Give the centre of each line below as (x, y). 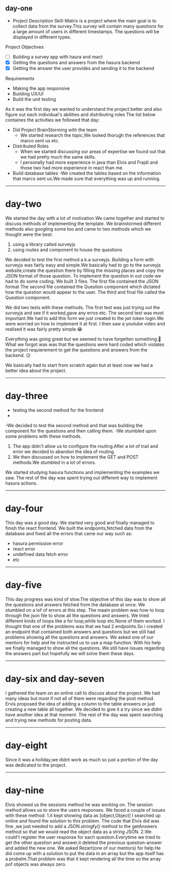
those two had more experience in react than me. (72, 168)
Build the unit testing (34, 99)
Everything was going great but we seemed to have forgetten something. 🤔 (83, 339)
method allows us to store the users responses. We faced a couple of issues (85, 810)
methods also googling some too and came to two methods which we (78, 229)
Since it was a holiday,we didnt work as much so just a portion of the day (82, 759)
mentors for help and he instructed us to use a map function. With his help (83, 642)
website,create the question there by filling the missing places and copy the (84, 270)
